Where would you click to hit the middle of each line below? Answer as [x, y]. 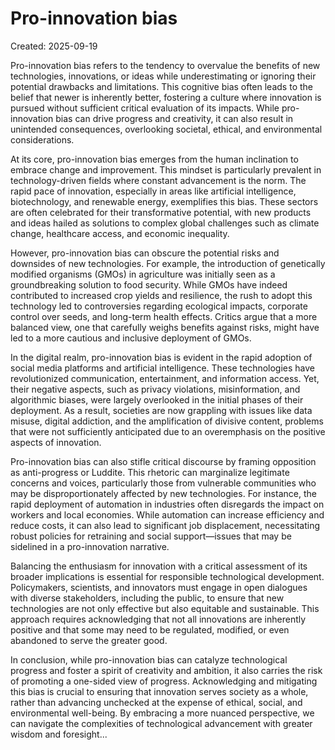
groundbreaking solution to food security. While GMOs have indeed [149, 284]
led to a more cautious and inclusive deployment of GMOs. [131, 338]
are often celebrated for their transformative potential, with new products [161, 212]
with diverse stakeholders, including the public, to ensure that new [147, 598]
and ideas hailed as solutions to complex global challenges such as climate [165, 223]
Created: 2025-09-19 [54, 46]
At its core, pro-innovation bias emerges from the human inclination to [154, 159]
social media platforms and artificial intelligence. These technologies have [163, 368]
